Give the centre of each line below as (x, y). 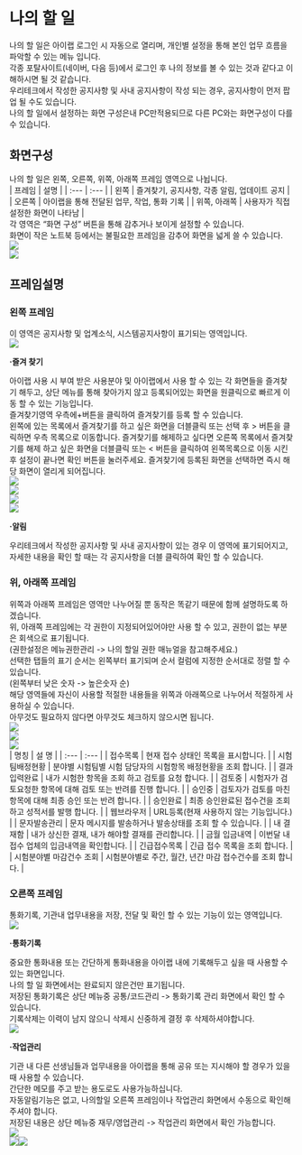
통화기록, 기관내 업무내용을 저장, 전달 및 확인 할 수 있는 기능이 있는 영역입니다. (146, 915)
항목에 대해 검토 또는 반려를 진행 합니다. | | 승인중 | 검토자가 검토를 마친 (165, 789)
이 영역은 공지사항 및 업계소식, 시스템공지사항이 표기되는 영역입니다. (128, 334)
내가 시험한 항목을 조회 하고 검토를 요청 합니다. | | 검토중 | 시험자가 (162, 778)
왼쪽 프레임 (32, 312)
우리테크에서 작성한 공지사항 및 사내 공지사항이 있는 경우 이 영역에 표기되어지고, (149, 546)
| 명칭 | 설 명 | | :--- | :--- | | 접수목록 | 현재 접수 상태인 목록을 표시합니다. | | (143, 755)
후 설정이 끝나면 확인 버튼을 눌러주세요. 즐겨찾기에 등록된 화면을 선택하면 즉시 (145, 460)
